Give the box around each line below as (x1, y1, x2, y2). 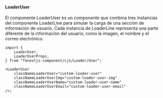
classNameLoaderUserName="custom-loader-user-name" (14, 80, 122, 85)
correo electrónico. (5, 36, 44, 42)
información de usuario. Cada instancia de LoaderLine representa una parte (5, 25, 159, 32)
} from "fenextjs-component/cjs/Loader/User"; (5, 58, 102, 64)
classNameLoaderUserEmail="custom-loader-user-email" (14, 84, 126, 89)
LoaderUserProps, (14, 54, 50, 59)
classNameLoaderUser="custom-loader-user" (14, 71, 102, 76)
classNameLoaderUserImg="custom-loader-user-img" (14, 75, 118, 81)
